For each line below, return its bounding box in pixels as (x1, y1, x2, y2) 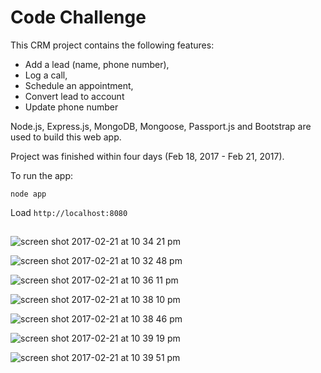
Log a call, (24, 69, 68, 81)
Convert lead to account (24, 90, 125, 102)
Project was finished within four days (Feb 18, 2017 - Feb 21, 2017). (10, 150, 285, 162)
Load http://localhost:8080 (10, 206, 128, 218)
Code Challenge (10, 6, 147, 29)
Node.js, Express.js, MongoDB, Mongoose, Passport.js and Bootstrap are (10, 120, 312, 132)
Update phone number (24, 101, 119, 113)
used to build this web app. (10, 131, 122, 143)
